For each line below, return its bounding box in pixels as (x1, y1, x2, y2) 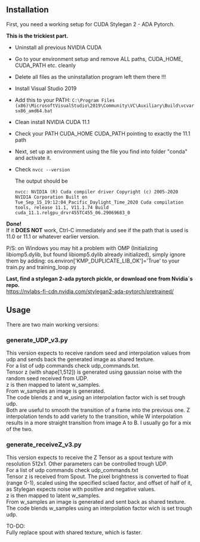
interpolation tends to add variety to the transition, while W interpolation (6, 412, 183, 420)
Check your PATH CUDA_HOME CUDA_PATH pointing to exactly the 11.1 (14, 130, 190, 137)
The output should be (14, 177, 68, 184)
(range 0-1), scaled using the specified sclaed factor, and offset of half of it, (6, 479, 192, 486)
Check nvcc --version (14, 165, 70, 173)
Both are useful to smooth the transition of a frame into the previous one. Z (6, 406, 190, 414)
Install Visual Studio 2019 (14, 85, 77, 92)
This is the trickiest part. (6, 32, 69, 39)
